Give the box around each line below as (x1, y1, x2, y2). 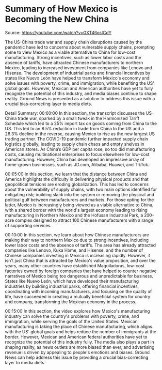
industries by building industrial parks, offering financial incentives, (5, 283, 139, 289)
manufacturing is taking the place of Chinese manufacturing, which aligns (5, 324, 153, 329)
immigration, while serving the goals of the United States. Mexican (5, 318, 138, 324)
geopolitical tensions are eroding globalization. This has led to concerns (5, 181, 149, 187)
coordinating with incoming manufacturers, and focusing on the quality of (5, 288, 152, 294)
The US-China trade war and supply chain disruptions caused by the (5, 39, 142, 45)
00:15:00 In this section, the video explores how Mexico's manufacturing (5, 308, 150, 314)
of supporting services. (5, 222, 52, 228)
